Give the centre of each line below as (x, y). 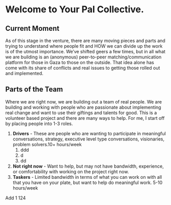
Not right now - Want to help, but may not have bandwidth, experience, (88, 166)
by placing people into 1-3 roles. (39, 124)
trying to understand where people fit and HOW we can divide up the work (84, 46)
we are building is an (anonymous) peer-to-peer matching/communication (83, 57)
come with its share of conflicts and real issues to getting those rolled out (83, 68)
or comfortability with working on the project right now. (71, 171)
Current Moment (33, 28)
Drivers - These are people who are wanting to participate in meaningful (89, 133)
